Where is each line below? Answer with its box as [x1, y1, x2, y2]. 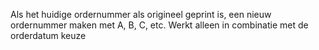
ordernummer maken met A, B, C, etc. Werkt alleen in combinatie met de [10, 19, 309, 31]
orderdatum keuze [10, 30, 87, 41]
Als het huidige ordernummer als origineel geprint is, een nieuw [10, 9, 272, 20]
